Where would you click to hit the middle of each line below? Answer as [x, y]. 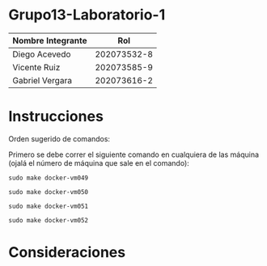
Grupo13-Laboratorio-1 [87, 15]
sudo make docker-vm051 [49, 206]
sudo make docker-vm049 [49, 178]
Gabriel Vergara [42, 80]
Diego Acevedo [42, 54]
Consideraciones [67, 253]
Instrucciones [56, 117]
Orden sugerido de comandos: [59, 138]
